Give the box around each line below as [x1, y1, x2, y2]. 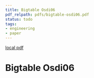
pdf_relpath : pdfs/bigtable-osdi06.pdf [5, 12, 89, 17]
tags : [5, 21, 17, 27]
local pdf [5, 45, 24, 50]
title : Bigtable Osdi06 [5, 7, 56, 13]
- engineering [5, 26, 35, 31]
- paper [5, 31, 22, 36]
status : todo [5, 17, 33, 22]
